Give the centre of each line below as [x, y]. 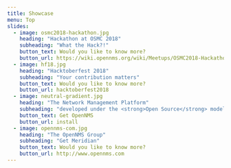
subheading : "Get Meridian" [59, 141]
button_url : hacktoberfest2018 [64, 90]
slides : [18, 26]
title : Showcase [30, 13]
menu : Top [21, 20]
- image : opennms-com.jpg [51, 128]
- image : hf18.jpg [40, 64]
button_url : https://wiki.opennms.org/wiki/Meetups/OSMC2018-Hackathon [124, 58]
